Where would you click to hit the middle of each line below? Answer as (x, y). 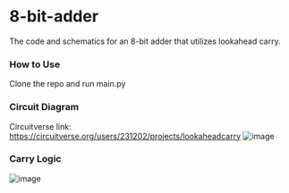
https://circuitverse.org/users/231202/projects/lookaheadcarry (125, 136)
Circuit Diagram (44, 107)
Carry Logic (35, 159)
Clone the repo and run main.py (68, 84)
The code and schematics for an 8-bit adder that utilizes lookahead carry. (145, 41)
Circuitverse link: (40, 126)
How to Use (35, 64)
